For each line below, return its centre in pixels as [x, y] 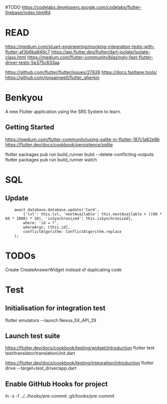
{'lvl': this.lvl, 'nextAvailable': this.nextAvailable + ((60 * [93, 214]
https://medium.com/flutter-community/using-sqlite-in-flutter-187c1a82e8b [82, 139]
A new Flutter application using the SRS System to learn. [63, 111]
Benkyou [24, 98]
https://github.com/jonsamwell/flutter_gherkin [52, 77]
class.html [16, 57]
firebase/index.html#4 [28, 12]
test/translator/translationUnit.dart [40, 353]
